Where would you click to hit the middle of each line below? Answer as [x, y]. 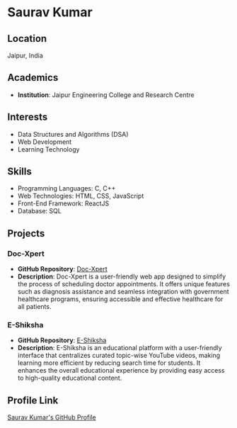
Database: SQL [39, 211]
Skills [19, 172]
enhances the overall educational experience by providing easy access [121, 371]
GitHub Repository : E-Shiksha [62, 340]
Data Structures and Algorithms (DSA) [73, 134]
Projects [26, 233]
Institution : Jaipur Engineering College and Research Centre [106, 95]
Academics [33, 78]
